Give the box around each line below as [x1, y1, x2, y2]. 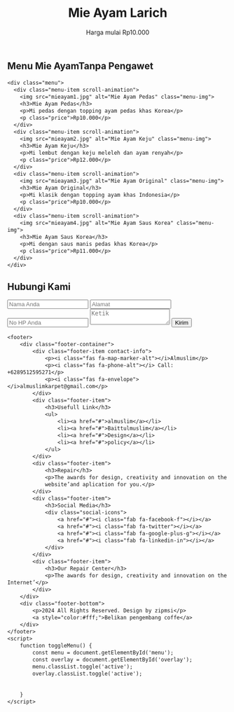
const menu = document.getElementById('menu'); [32, 650, 174, 657]
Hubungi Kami [7, 280, 71, 292]
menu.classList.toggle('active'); [32, 664, 133, 671]
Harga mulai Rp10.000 [85, 28, 150, 36]
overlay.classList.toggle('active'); [32, 671, 142, 678]
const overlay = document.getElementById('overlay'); [32, 657, 193, 664]
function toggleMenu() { [20, 643, 92, 650]
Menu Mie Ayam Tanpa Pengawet [7, 60, 154, 71]
